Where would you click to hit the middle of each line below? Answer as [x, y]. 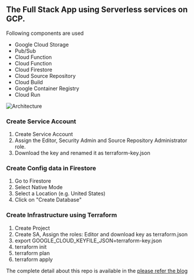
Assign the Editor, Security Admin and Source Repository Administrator [101, 140]
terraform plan [32, 253]
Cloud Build [29, 82]
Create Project [32, 228]
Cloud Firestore [33, 70]
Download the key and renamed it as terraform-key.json [82, 153]
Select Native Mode [39, 187]
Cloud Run [27, 94]
